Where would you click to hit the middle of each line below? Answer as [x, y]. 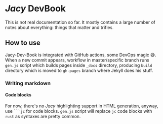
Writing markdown [28, 83]
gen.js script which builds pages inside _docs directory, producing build [79, 65]
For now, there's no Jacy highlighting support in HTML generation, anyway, [82, 106]
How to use [23, 43]
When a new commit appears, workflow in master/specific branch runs [77, 60]
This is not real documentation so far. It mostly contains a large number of [80, 22]
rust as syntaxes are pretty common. [43, 116]
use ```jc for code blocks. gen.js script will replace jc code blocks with [79, 111]
